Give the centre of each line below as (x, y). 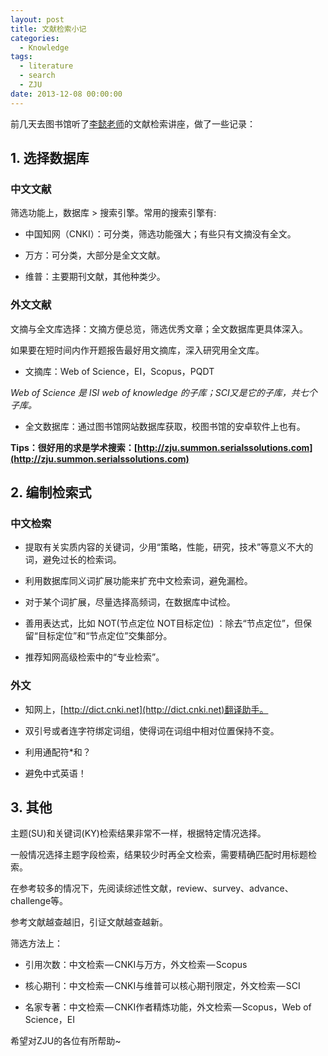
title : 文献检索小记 (48, 29)
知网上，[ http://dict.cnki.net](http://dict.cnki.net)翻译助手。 (146, 709)
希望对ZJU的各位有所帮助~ (66, 1041)
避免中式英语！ (55, 773)
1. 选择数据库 (50, 158)
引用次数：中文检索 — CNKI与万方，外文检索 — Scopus (136, 965)
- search (37, 76)
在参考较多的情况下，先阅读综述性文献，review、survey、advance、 (152, 888)
